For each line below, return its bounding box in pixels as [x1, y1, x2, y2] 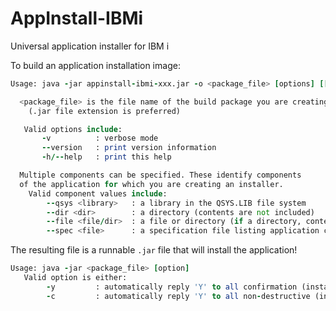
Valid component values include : [28, 188, 168, 199]
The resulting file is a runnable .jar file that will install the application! [10, 244, 298, 256]
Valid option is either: [23, 273, 128, 283]
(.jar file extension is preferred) [28, 106, 182, 116]
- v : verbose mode [41, 133, 159, 144]
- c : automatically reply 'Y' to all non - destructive [46, 291, 311, 301]
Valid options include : [23, 124, 123, 134]
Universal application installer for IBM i [10, 40, 170, 52]
